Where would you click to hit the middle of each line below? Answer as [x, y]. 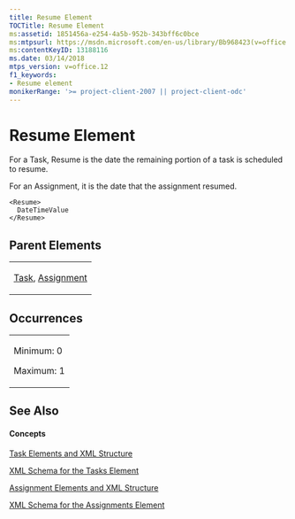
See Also [34, 411]
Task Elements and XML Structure [71, 453]
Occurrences [46, 318]
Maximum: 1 [39, 371]
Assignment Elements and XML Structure [84, 487]
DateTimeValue [43, 210]
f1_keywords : [33, 75]
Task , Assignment [51, 278]
